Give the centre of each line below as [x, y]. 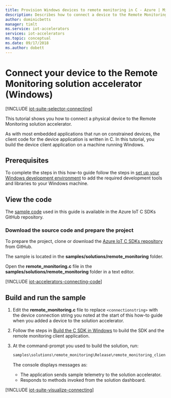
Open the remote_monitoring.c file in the [49, 266]
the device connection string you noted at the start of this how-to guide [88, 315]
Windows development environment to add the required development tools [84, 178]
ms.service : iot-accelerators [37, 29]
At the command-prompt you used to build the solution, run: [76, 346]
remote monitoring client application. [51, 336]
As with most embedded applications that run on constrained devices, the [83, 134]
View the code [28, 200]
